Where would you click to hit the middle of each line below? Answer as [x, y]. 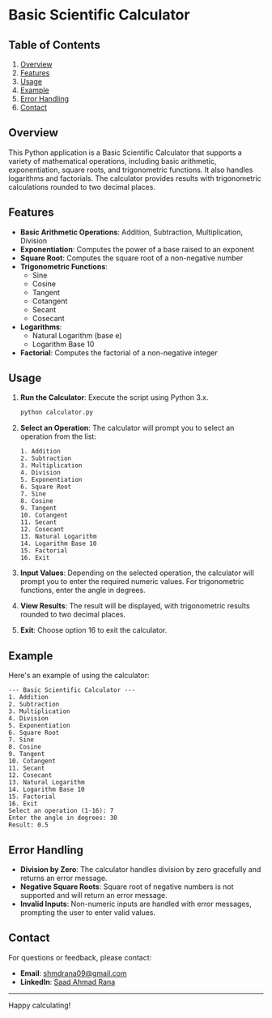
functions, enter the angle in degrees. [83, 591]
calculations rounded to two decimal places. [82, 187]
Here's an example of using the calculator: [79, 676]
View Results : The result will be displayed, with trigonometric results [135, 606]
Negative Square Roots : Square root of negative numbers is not [127, 887]
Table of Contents [55, 45]
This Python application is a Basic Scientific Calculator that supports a [125, 152]
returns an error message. [64, 878]
